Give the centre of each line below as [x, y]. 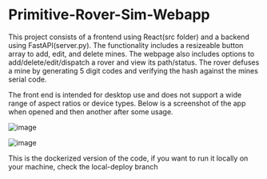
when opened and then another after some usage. [91, 111]
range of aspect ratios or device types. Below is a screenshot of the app [127, 103]
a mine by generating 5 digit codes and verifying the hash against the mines [133, 70]
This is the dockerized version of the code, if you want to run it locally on [128, 158]
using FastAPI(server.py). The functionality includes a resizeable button [126, 45]
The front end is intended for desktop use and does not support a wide [125, 94]
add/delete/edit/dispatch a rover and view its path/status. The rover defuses [134, 62]
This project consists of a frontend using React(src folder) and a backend [129, 37]
